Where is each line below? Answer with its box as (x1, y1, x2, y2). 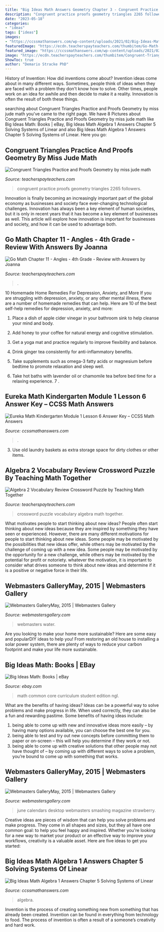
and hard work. (5, 922, 36, 928)
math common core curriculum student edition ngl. (17, 693, 120, 699)
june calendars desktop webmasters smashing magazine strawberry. (17, 807, 156, 813)
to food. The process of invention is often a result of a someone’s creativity (5, 917, 156, 923)
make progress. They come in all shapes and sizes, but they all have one (5, 822, 151, 828)
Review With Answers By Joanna (5, 243, 108, 252)
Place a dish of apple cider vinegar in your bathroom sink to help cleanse (12, 315, 159, 321)
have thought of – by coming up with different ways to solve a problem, (12, 749, 155, 754)
